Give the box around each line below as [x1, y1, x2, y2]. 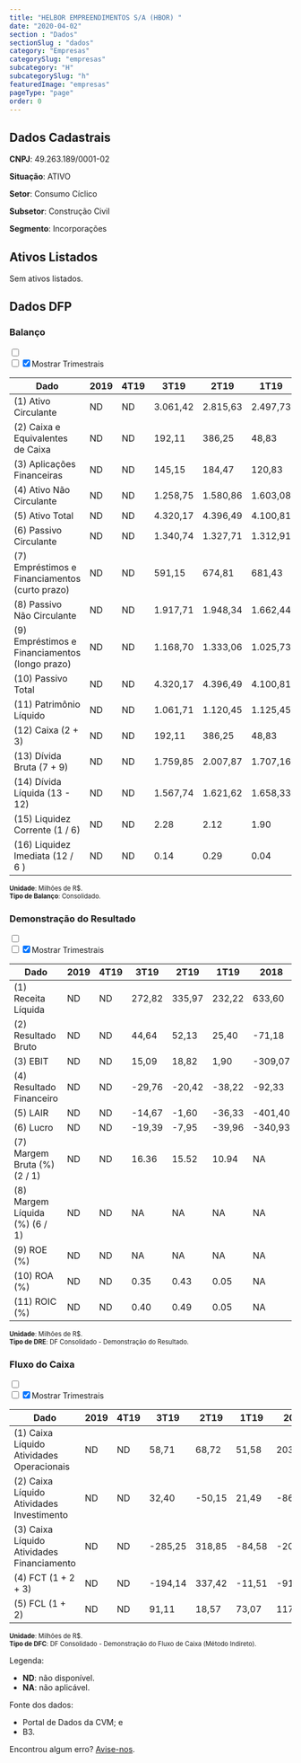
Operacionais [13, 1460, 70, 1473]
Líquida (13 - [13, 787, 71, 799]
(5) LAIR [13, 1106, 49, 1119]
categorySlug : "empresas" [9, 55, 106, 64]
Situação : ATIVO [9, 172, 72, 182]
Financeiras [13, 469, 64, 481]
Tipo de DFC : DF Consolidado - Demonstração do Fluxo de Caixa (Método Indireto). [9, 1640, 257, 1649]
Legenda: [9, 1655, 45, 1666]
